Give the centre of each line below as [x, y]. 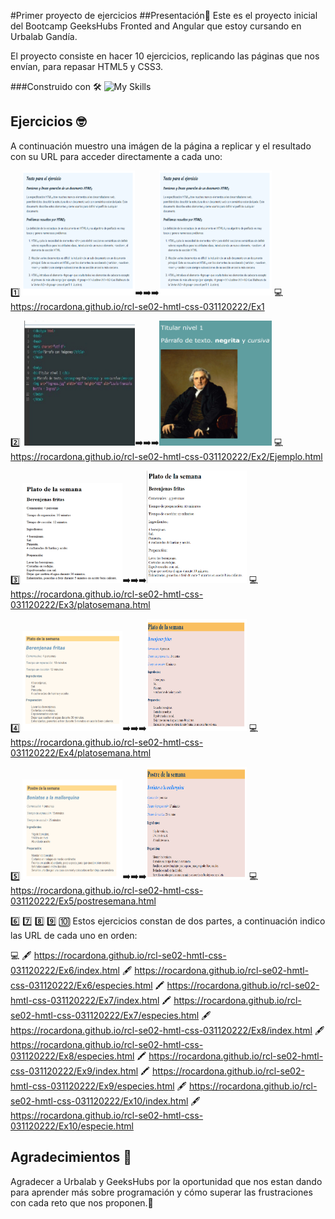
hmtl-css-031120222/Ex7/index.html [85, 1000]
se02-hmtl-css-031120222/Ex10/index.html [99, 1101]
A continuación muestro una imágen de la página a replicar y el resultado [161, 146]
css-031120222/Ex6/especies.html [81, 985]
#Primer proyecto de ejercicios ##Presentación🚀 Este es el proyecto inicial [164, 15]
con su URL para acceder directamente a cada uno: [116, 156]
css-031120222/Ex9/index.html [74, 1071]
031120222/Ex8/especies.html [72, 1056]
